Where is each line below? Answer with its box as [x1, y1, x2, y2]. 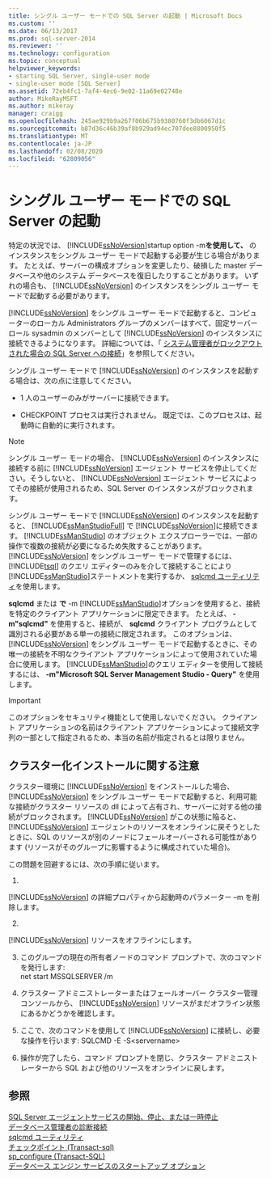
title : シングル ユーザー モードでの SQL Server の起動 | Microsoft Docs [8, 11, 243, 20]
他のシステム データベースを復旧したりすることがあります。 [43, 271, 243, 281]
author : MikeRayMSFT [8, 95, 78, 103]
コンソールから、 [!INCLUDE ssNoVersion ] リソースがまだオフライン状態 [19, 999, 260, 1007]
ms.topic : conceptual [8, 57, 82, 65]
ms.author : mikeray [8, 102, 74, 110]
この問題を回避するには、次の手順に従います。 [8, 859, 164, 869]
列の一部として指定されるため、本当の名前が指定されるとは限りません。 [8, 733, 249, 742]
